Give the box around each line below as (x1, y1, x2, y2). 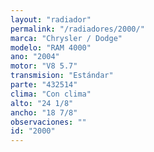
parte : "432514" (10, 80, 78, 90)
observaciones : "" (10, 117, 87, 127)
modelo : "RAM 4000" (10, 42, 92, 53)
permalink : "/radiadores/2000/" (10, 24, 145, 34)
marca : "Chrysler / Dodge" (10, 33, 123, 43)
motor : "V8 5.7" (10, 61, 78, 71)
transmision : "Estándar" (10, 71, 114, 81)
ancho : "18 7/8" (10, 107, 78, 118)
